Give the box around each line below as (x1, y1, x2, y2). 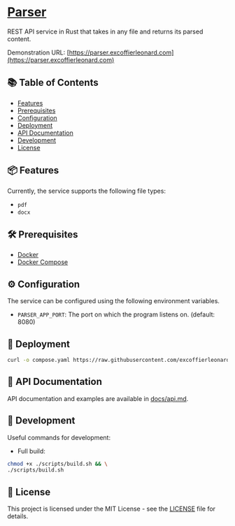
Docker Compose (17, 258, 69, 266)
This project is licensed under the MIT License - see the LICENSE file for (7, 504, 215, 513)
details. (7, 512, 29, 520)
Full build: (17, 446, 45, 455)
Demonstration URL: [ (7, 48, 70, 57)
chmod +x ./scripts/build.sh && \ (7, 460, 108, 467)
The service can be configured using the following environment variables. (7, 297, 220, 305)
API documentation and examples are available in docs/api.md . (7, 394, 189, 402)
